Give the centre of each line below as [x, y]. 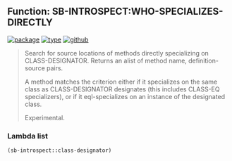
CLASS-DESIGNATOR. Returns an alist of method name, [105, 60]
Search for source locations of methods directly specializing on [117, 53]
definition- [203, 60]
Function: [29, 12]
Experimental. [45, 117]
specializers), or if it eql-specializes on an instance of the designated [125, 96]
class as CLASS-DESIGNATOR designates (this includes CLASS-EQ [122, 89]
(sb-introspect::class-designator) [60, 150]
